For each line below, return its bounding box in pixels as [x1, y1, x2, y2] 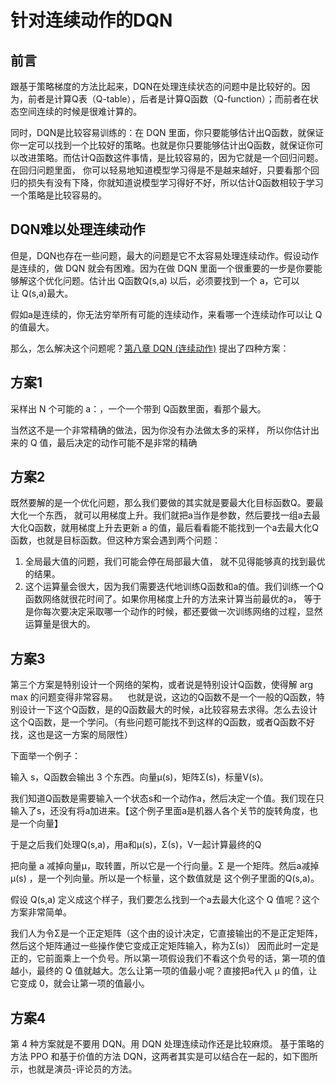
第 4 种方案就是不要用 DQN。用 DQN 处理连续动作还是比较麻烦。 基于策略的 [10, 1038, 325, 1050]
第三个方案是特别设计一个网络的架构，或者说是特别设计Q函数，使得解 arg [10, 679, 314, 691]
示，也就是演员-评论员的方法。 [10, 1063, 138, 1075]
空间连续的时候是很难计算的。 [18, 106, 142, 117]
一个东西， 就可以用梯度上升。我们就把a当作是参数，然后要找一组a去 [27, 509, 312, 521]
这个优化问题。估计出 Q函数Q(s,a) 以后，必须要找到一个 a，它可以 [27, 274, 300, 286]
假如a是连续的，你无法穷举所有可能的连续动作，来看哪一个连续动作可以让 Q [10, 308, 323, 320]
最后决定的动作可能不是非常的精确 [56, 436, 198, 448]
